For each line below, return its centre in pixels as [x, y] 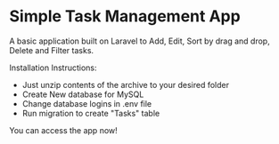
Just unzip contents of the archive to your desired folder [126, 84]
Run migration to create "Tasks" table [91, 113]
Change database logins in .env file [87, 103]
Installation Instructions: [53, 68]
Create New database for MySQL [83, 94]
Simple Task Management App [125, 16]
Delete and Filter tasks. [52, 50]
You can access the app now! [63, 130]
